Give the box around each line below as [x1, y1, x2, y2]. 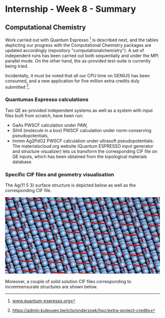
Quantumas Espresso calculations [5, 96, 89, 103]
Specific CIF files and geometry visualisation [5, 171, 114, 178]
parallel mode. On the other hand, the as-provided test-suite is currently [5, 58, 151, 64]
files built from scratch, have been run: [5, 112, 83, 119]
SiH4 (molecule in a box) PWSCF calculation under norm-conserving [12, 127, 152, 133]
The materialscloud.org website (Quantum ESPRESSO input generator [12, 143, 154, 149]
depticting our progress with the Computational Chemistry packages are [5, 42, 151, 48]
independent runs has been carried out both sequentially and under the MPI [5, 53, 159, 59]
